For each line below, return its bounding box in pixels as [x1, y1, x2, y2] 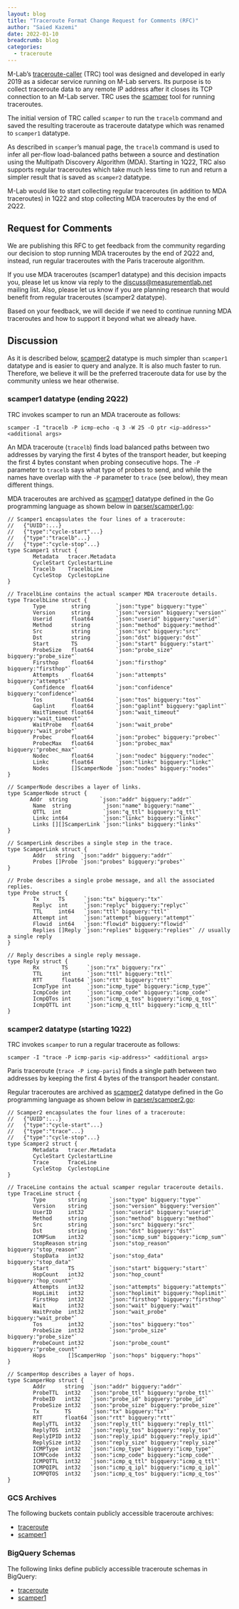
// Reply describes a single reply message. [7, 951, 142, 959]
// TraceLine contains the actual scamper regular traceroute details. [7, 1184, 224, 1191]
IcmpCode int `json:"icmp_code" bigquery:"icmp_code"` [33, 988, 212, 996]
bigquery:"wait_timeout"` [7, 714, 84, 722]
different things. [7, 480, 55, 489]
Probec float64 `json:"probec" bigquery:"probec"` [33, 734, 221, 741]
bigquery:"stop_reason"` [7, 1246, 81, 1253]
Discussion [7, 335, 58, 347]
